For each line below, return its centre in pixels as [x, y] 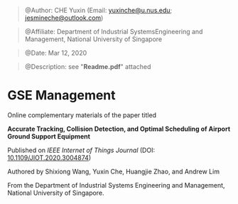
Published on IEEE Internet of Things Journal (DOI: [81, 150]
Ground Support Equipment [49, 136]
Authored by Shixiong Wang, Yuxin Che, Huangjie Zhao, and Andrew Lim [114, 171]
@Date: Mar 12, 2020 [56, 53]
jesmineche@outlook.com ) [64, 18]
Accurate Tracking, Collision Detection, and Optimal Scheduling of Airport [119, 129]
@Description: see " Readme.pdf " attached [88, 66]
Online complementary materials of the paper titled [82, 115]
